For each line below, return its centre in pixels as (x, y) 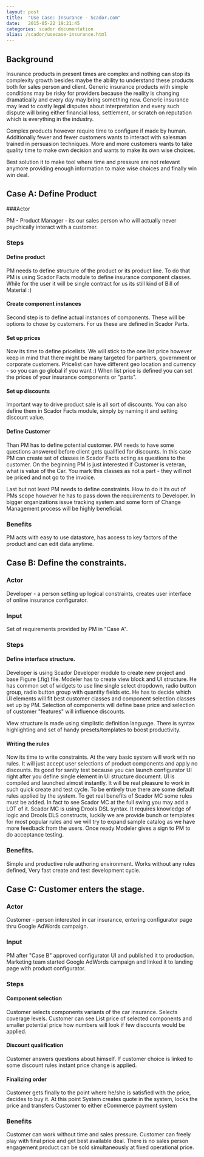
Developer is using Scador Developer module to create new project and (96, 673)
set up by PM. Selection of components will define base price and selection (101, 705)
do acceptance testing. (35, 835)
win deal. (18, 174)
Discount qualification (35, 1045)
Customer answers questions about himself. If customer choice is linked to (100, 1059)
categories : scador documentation (50, 29)
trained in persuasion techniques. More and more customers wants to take (99, 143)
